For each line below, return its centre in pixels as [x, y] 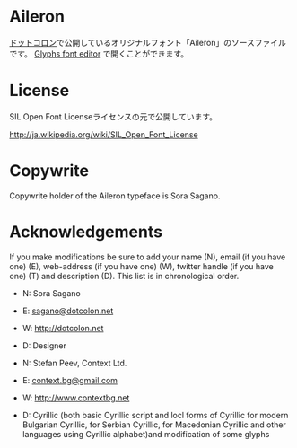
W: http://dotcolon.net [63, 328]
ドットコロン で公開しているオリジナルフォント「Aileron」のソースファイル [148, 42]
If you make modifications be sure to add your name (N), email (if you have [148, 257]
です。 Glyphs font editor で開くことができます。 [99, 53]
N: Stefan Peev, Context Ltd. [74, 363]
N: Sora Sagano [51, 293]
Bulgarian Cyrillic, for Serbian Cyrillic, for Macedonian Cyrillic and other [154, 425]
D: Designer [44, 345]
